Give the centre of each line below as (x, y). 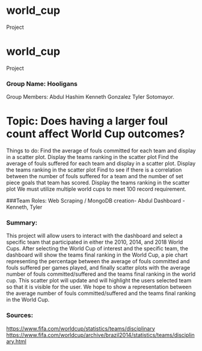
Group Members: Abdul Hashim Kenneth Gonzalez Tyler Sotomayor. (90, 97)
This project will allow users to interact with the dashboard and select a (94, 236)
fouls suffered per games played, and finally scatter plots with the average (98, 268)
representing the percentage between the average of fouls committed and (98, 261)
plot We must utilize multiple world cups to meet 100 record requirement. (96, 189)
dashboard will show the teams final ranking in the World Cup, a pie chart (97, 255)
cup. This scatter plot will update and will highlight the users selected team (99, 281)
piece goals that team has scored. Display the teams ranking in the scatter (98, 183)
